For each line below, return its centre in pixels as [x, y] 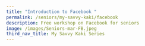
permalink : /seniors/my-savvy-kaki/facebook [62, 17]
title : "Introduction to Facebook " [51, 12]
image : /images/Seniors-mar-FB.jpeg [51, 28]
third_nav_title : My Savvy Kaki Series [56, 34]
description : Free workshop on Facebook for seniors [73, 23]
